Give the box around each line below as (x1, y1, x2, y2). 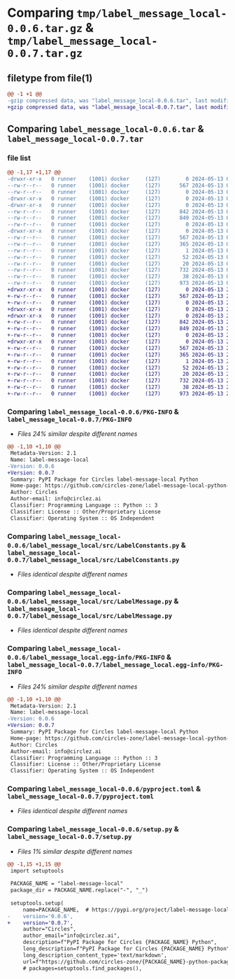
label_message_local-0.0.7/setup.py (7, 833, 132, 841)
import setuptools (10, 867, 64, 874)
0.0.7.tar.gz (7, 47, 83, 60)
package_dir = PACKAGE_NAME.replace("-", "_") (10, 887, 149, 894)
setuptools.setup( (10, 899, 64, 907)
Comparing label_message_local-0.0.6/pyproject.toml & (7, 784, 201, 794)
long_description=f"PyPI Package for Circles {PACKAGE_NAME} (22, 945, 205, 952)
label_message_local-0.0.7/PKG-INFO (7, 415, 132, 423)
